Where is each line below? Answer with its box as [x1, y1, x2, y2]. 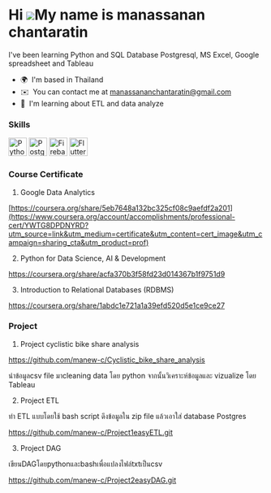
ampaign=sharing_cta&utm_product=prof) [8, 237, 149, 247]
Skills [8, 119, 31, 130]
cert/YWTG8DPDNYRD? [8, 220, 89, 230]
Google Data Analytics [19, 187, 96, 197]
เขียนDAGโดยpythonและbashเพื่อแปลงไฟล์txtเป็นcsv [8, 459, 163, 469]
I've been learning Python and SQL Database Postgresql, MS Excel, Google [8, 50, 260, 59]
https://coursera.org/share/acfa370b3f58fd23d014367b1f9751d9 [8, 269, 226, 279]
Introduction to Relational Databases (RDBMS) [19, 284, 174, 294]
